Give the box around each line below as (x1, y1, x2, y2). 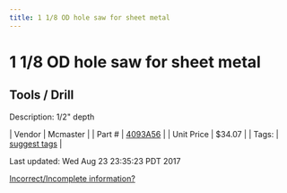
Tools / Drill (9, 87, 74, 103)
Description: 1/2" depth (9, 111, 95, 122)
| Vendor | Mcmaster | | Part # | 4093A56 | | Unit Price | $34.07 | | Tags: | (9, 128, 280, 139)
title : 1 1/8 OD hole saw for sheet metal (9, 13, 170, 22)
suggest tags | (9, 138, 63, 149)
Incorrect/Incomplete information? (9, 172, 136, 184)
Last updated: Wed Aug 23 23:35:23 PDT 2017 (9, 155, 181, 166)
